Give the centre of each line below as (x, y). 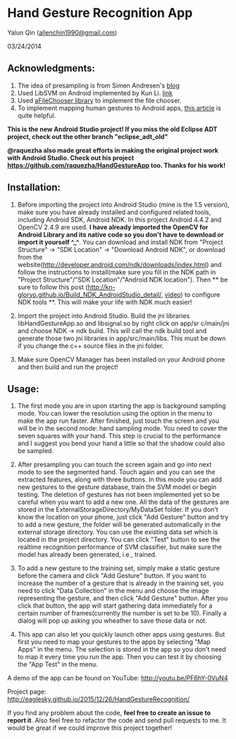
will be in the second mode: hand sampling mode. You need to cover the (122, 428)
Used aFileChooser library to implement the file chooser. (99, 100)
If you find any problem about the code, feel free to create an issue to (109, 713)
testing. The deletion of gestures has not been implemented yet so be (118, 495)
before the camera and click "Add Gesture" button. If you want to (112, 576)
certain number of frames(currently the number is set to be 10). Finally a (122, 613)
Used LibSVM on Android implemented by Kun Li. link (95, 92)
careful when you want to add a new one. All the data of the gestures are (123, 502)
